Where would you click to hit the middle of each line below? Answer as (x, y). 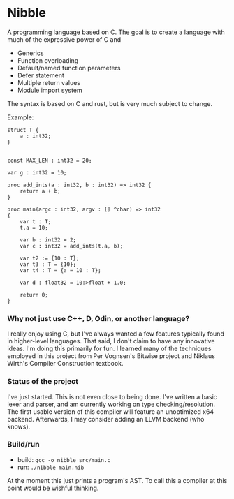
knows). (19, 426)
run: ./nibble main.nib (51, 467)
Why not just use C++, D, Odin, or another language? (98, 318)
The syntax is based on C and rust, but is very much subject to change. (110, 103)
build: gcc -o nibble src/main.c (64, 459)
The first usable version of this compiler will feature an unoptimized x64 (111, 411)
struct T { (23, 130)
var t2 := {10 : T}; (50, 258)
